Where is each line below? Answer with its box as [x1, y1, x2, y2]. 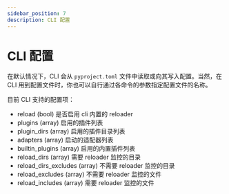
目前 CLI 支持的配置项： [7, 96, 74, 104]
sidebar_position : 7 [7, 10, 67, 17]
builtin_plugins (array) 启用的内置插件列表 [17, 144, 136, 153]
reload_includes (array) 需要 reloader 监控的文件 [17, 179, 155, 187]
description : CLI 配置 [7, 17, 70, 23]
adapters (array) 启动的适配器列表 [17, 136, 114, 144]
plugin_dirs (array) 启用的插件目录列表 [17, 127, 126, 136]
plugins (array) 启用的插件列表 [17, 118, 103, 127]
